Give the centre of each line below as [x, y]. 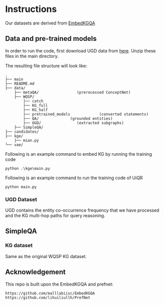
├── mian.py [26, 140]
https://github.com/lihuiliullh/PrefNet [48, 298]
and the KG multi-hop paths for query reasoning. [55, 216]
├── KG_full [36, 105]
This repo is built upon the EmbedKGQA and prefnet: [59, 284]
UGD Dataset [21, 199]
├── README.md [20, 83]
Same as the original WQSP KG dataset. [46, 256]
